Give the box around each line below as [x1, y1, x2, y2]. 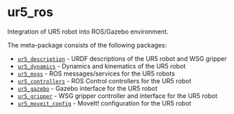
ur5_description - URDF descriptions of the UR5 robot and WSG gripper [17, 54, 227, 63]
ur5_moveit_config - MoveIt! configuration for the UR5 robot [17, 99, 192, 107]
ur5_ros [7, 4, 54, 20]
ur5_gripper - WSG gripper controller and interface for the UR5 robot [17, 92, 218, 100]
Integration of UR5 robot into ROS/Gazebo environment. [7, 27, 169, 36]
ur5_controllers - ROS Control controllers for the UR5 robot [17, 76, 192, 85]
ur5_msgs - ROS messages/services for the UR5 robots [17, 69, 176, 78]
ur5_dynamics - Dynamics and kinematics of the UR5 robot [17, 62, 186, 70]
